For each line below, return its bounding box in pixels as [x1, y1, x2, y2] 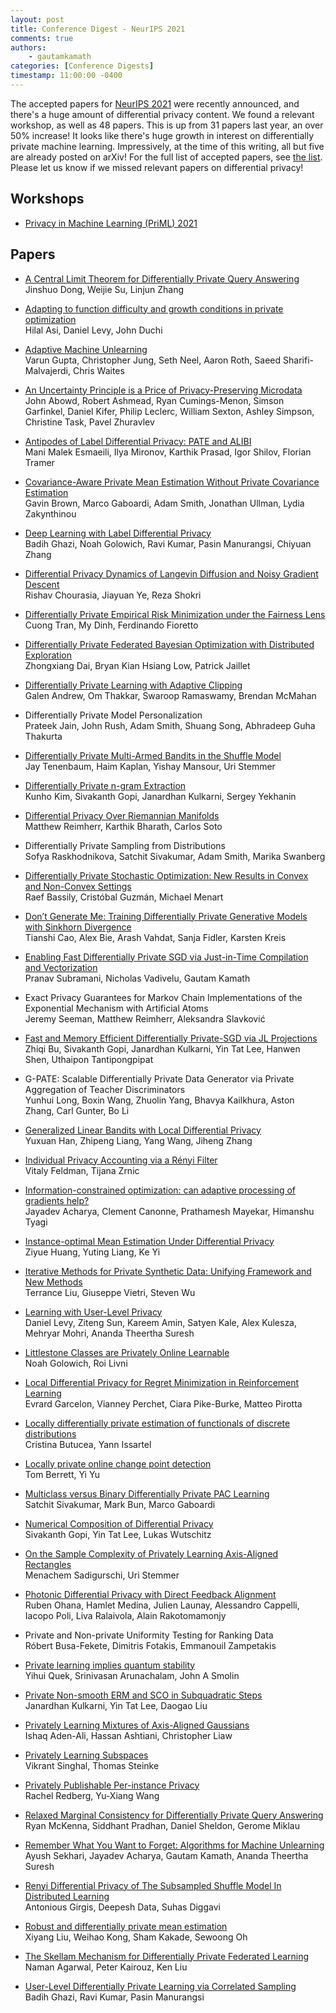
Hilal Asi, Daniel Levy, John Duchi [24, 324, 163, 336]
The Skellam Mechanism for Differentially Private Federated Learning [24, 1950, 310, 1962]
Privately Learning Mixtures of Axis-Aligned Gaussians [24, 1719, 250, 1731]
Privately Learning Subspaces [24, 1749, 149, 1761]
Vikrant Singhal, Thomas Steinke [24, 1759, 160, 1771]
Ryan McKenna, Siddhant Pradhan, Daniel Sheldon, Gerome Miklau [24, 1819, 300, 1831]
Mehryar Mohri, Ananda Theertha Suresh [24, 1327, 195, 1339]
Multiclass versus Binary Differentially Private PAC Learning [24, 1487, 270, 1500]
